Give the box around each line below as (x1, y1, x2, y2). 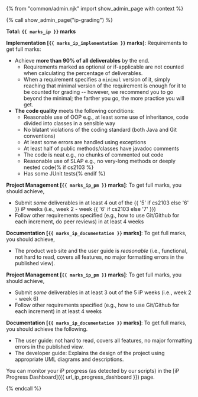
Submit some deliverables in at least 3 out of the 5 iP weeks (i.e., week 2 (14, 289, 191, 296)
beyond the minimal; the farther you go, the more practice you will (23, 95, 184, 102)
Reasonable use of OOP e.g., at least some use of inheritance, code (23, 113, 189, 121)
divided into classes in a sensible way (23, 120, 116, 126)
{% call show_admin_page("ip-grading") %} (6, 17, 113, 23)
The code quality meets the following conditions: (14, 108, 135, 114)
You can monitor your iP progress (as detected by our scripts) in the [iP (6, 367, 180, 374)
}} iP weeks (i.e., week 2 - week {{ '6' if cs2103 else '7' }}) (14, 206, 157, 212)
